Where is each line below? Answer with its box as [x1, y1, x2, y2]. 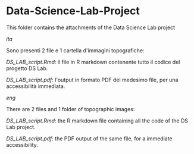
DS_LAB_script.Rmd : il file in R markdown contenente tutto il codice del [6, 58, 180, 65]
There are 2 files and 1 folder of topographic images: [6, 105, 135, 112]
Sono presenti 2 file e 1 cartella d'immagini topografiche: [6, 46, 145, 54]
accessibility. [6, 141, 39, 148]
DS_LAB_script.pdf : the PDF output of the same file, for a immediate [6, 135, 173, 142]
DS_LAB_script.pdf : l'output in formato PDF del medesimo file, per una [6, 76, 179, 83]
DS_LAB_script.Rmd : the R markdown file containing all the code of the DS [6, 117, 189, 124]
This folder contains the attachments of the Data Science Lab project [6, 24, 176, 31]
